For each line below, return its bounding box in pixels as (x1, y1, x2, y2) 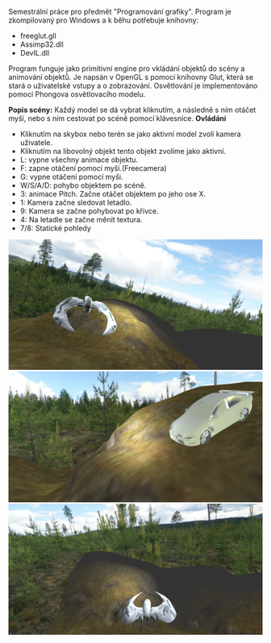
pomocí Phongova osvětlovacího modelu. (8, 89, 146, 99)
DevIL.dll (19, 48, 50, 57)
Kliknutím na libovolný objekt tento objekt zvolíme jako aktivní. (19, 147, 227, 156)
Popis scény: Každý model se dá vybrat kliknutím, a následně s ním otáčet (8, 105, 256, 114)
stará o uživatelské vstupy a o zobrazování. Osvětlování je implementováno (8, 81, 258, 90)
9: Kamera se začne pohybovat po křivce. (19, 206, 159, 216)
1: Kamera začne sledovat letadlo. (19, 197, 132, 207)
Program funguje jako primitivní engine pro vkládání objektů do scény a (8, 64, 245, 73)
